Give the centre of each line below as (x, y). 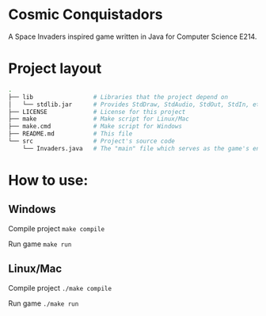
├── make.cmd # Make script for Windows (95, 127)
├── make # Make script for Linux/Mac (99, 119)
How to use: (48, 180)
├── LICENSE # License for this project (97, 112)
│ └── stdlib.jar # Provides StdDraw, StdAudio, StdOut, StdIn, (129, 105)
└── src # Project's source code (92, 141)
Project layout (55, 69)
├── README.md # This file (70, 134)
